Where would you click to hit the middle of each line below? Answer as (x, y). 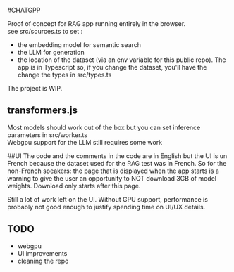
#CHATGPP (24, 10)
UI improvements (42, 253)
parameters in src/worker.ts (48, 135)
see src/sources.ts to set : (45, 31)
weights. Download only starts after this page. (74, 186)
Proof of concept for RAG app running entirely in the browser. (97, 24)
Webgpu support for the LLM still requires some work (85, 142)
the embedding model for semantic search (79, 45)
